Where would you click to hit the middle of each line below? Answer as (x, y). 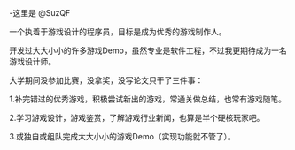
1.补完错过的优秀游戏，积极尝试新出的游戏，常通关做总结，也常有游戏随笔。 (147, 99)
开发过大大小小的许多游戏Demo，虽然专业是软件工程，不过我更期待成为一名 (148, 50)
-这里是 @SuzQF (40, 13)
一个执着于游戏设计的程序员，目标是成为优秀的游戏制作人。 (118, 32)
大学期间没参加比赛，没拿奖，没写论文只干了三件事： (106, 80)
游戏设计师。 (32, 61)
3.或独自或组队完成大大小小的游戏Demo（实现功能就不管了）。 (123, 136)
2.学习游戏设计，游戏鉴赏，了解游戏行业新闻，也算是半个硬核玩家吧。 (137, 118)
